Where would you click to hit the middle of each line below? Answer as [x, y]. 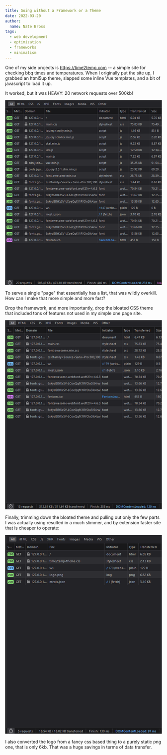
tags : [11, 32]
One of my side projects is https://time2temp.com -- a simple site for [75, 67]
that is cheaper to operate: [32, 528]
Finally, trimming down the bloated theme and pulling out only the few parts [83, 517]
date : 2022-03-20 [23, 16]
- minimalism [23, 52]
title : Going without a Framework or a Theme [53, 10]
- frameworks [23, 47]
